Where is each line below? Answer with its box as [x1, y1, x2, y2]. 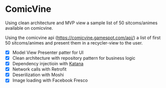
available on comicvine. [5, 25, 54, 31]
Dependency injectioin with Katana [12, 61, 84, 67]
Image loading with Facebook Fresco [12, 78, 88, 84]
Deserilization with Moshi [12, 72, 64, 78]
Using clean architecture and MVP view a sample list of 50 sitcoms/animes [5, 20, 158, 26]
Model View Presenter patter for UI [12, 49, 84, 55]
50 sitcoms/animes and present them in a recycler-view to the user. [5, 40, 143, 45]
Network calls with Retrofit [12, 66, 67, 72]
